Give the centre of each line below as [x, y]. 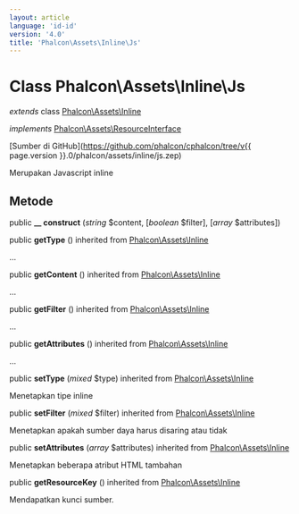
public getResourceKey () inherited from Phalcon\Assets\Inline [125, 482]
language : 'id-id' [43, 26]
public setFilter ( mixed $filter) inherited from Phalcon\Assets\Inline [132, 413]
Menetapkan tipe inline [51, 396]
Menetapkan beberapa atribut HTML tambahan [96, 465]
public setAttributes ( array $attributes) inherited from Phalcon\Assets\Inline [149, 447]
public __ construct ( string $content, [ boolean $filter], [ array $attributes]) [145, 223]
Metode [31, 201]
